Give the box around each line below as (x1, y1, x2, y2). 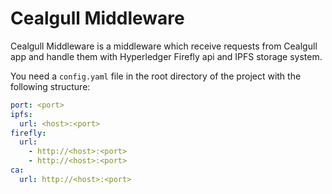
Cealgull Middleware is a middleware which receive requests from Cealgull (10, 40, 318, 52)
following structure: (10, 80, 91, 92)
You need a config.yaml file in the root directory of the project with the (10, 70, 302, 82)
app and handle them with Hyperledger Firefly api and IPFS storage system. (10, 50, 323, 62)
